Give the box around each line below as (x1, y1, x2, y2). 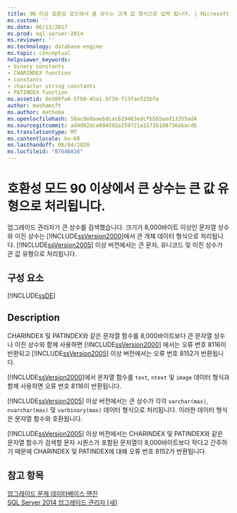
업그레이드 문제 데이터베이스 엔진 (7, 490, 99, 498)
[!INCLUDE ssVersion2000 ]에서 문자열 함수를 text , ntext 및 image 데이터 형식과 (7, 373, 230, 381)
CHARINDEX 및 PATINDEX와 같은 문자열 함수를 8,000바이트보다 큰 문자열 (7, 331, 213, 339)
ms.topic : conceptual (7, 50, 71, 57)
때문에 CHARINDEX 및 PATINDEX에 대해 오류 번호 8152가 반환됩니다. (14, 447, 207, 455)
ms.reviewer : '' (7, 37, 55, 44)
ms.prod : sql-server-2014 (7, 30, 83, 37)
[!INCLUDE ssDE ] (7, 291, 56, 300)
